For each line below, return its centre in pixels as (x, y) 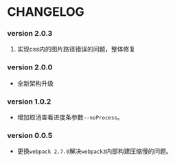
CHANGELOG (46, 12)
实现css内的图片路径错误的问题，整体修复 (76, 49)
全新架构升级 (35, 83)
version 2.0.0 (30, 67)
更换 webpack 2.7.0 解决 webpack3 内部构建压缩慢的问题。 (95, 151)
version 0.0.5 (30, 136)
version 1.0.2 (29, 102)
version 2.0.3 (30, 34)
